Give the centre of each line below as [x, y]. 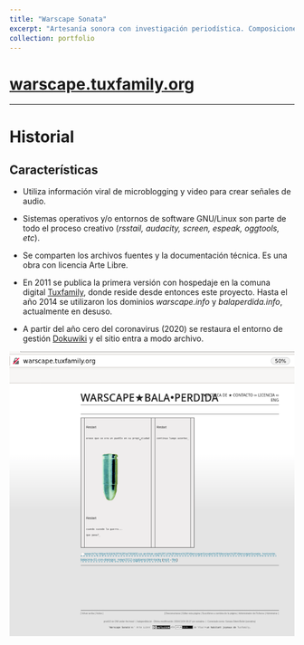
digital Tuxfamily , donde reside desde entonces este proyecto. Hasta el [155, 292]
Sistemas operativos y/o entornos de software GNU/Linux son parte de [154, 219]
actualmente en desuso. [67, 311]
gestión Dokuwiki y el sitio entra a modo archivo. [113, 338]
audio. [34, 201]
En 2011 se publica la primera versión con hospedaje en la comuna [147, 283]
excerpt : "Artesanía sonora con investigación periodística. [127, 28]
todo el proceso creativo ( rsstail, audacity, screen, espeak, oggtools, [151, 228]
